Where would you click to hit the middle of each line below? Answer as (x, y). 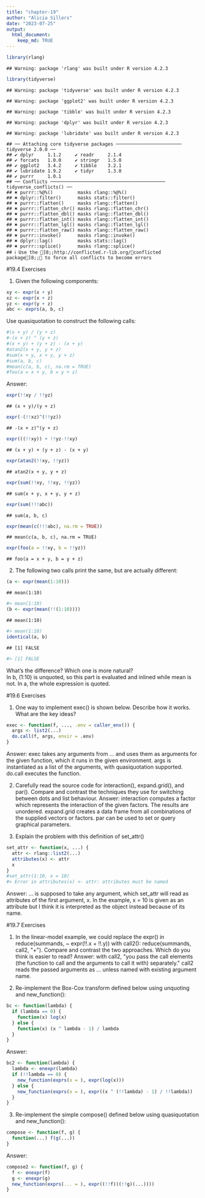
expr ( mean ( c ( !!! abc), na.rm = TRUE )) (54, 526)
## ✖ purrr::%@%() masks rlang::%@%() (67, 192)
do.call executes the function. (44, 773)
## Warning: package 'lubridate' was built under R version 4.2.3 (93, 133)
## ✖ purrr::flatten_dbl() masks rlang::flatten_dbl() (78, 214)
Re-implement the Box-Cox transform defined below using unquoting (102, 988)
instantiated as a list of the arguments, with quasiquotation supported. (95, 767)
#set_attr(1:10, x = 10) (38, 876)
